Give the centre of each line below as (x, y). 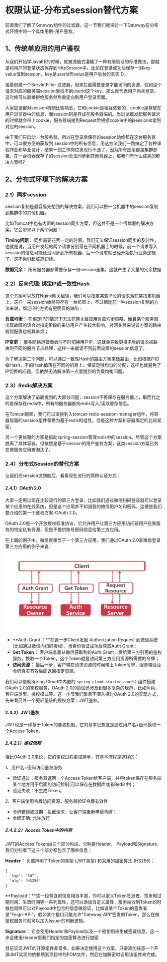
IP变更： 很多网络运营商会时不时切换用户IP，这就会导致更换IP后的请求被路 (82, 342)
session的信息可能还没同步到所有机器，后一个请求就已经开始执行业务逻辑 (81, 253)
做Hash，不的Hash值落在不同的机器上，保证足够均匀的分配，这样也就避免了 (83, 365)
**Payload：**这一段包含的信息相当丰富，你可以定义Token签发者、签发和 (81, 896)
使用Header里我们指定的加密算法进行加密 (56, 938)
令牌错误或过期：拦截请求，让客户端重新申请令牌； (65, 812)
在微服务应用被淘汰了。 (29, 450)
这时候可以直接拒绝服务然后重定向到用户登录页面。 (57, 97)
